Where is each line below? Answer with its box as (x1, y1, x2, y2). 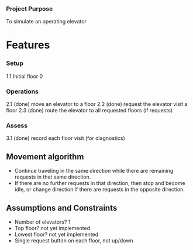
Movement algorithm (6, 152, 84, 162)
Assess (6, 122, 28, 129)
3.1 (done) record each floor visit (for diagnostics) (6, 135, 126, 142)
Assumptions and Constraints (6, 203, 118, 213)
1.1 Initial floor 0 (6, 73, 43, 80)
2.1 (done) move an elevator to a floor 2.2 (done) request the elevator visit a (6, 101, 188, 108)
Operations (6, 87, 39, 95)
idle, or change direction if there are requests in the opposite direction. (14, 186, 185, 193)
